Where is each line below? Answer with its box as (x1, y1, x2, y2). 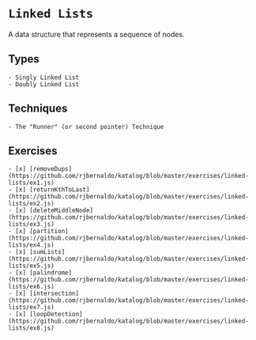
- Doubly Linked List (8, 80, 80, 89)
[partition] (28, 228, 69, 236)
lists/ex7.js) (8, 304, 55, 312)
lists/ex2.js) (8, 200, 55, 208)
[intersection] (28, 289, 80, 298)
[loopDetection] (28, 311, 83, 319)
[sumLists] (28, 248, 66, 256)
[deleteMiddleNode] (28, 206, 93, 215)
